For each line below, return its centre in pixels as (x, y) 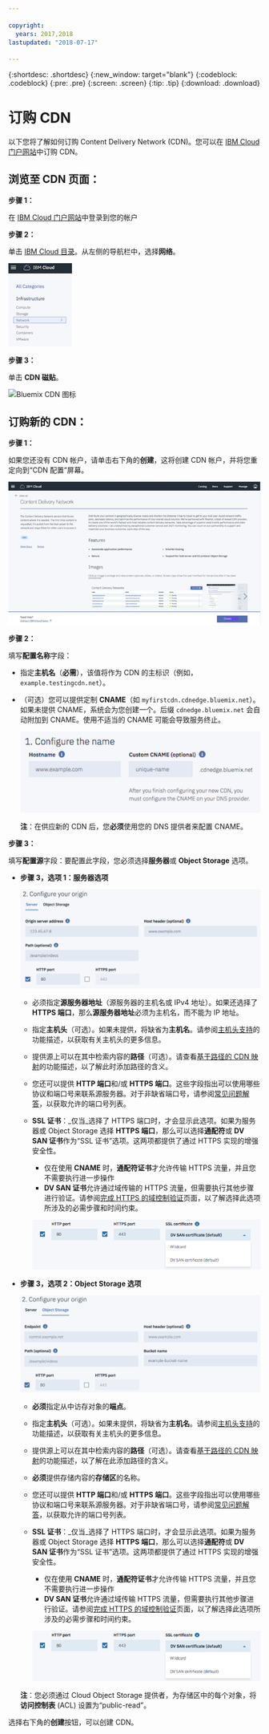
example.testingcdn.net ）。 (65, 683)
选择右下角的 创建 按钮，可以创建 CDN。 (73, 1722)
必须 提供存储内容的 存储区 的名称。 (88, 1478)
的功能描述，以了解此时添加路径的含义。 (106, 1066)
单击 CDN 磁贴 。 (36, 377)
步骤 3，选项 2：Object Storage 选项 (80, 1284)
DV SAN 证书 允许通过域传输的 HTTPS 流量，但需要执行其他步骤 (149, 1188)
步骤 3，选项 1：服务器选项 (64, 877)
